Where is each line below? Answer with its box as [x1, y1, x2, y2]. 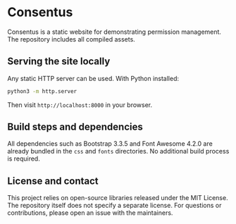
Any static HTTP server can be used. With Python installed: [7, 74, 180, 82]
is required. [7, 154, 40, 163]
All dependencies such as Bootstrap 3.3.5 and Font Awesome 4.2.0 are [7, 139, 213, 148]
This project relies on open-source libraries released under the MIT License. [7, 194, 228, 202]
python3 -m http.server [7, 87, 77, 95]
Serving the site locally [7, 56, 111, 68]
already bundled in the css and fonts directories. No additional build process [7, 147, 230, 156]
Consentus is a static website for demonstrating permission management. [7, 27, 222, 36]
